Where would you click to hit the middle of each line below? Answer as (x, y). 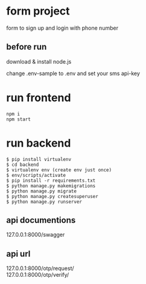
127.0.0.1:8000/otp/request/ (40, 268)
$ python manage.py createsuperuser (52, 196)
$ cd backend (23, 165)
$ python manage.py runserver (44, 202)
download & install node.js (39, 61)
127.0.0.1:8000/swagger (36, 235)
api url (18, 253)
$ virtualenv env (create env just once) (59, 170)
